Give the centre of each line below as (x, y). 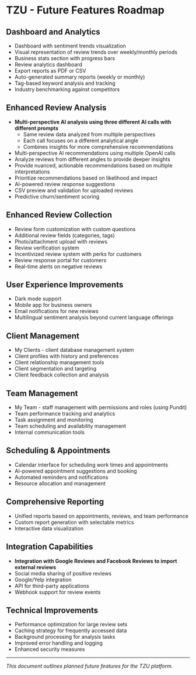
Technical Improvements (52, 610)
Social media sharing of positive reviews (63, 573)
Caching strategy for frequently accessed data (71, 631)
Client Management (43, 336)
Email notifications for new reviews (57, 311)
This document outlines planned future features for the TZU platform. (90, 666)
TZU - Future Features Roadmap (85, 10)
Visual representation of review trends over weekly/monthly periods (96, 52)
